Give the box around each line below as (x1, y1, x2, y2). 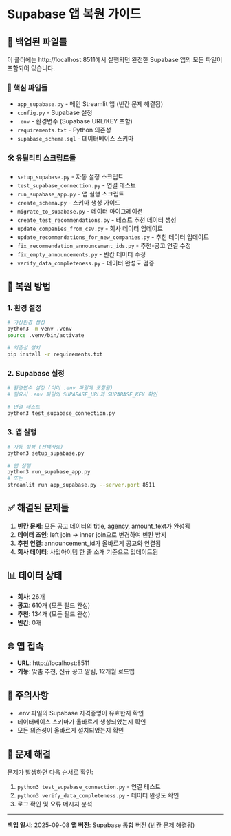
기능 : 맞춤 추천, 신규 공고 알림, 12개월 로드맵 (16, 667, 135, 675)
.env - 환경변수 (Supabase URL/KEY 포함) (16, 117, 133, 125)
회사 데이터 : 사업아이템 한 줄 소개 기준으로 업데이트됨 (16, 547, 159, 555)
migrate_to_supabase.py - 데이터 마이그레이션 (16, 207, 143, 215)
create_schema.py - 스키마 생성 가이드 (16, 198, 121, 207)
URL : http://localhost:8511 (16, 659, 90, 667)
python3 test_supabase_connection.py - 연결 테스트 (16, 783, 162, 791)
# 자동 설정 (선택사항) (7, 443, 64, 450)
